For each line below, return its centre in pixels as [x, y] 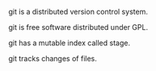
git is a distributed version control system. [78, 12]
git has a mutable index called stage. [70, 43]
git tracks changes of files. [53, 58]
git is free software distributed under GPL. [78, 27]
